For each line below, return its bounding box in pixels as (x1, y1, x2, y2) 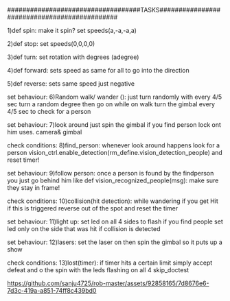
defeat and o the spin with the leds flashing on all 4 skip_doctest (7, 266, 189, 274)
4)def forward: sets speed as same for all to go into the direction (7, 67, 190, 74)
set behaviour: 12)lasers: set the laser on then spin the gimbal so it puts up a (7, 238, 223, 246)
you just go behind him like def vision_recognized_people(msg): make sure (7, 176, 219, 184)
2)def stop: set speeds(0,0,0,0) (7, 40, 95, 47)
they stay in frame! (7, 184, 60, 191)
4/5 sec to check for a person (7, 108, 91, 115)
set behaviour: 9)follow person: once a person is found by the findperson (7, 169, 214, 177)
